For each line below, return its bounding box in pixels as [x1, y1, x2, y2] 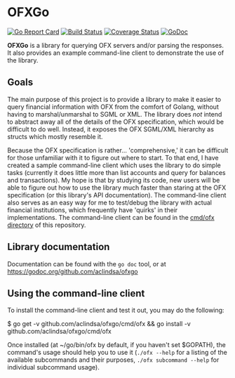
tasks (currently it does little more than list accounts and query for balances [7, 168, 226, 176]
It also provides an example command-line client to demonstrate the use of [7, 48, 224, 57]
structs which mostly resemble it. [7, 132, 103, 141]
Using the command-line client [7, 287, 145, 299]
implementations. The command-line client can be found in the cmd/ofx [7, 213, 215, 221]
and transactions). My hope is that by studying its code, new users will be [7, 176, 220, 184]
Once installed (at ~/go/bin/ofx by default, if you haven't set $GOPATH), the [7, 341, 226, 349]
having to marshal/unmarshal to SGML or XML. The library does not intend [7, 110, 222, 118]
